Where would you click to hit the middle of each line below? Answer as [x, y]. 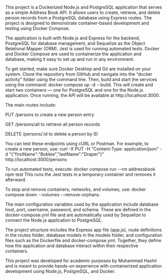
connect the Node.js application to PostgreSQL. [54, 220]
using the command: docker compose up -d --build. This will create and [79, 85]
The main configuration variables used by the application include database [82, 204]
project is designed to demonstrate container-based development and [77, 23]
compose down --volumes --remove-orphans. [53, 195]
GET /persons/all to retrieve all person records [53, 124]
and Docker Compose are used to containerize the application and [73, 54]
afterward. [16, 180]
